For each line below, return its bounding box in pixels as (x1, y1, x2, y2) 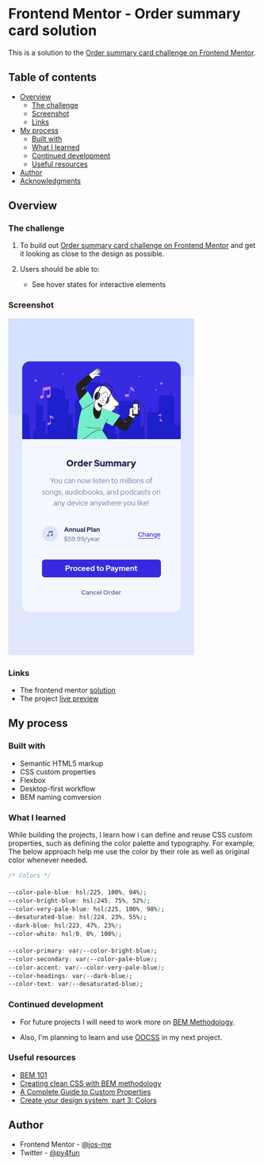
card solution (8, 21, 98, 40)
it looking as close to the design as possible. (19, 249, 165, 258)
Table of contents (8, 71, 97, 84)
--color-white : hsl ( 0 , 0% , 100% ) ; (8, 930, 123, 938)
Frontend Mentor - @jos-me (19, 1139, 112, 1149)
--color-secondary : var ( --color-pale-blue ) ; (8, 955, 158, 963)
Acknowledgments (19, 176, 82, 185)
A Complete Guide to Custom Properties (19, 1087, 151, 1096)
